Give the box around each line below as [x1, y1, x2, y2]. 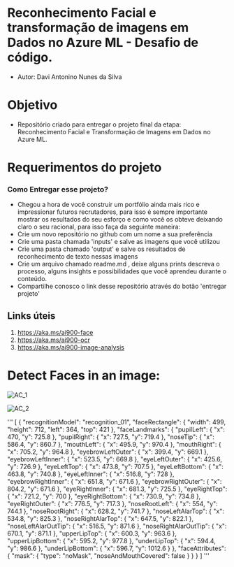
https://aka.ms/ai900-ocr [17, 336, 91, 344]
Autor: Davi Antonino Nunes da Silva [17, 72, 122, 81]
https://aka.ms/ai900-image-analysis [17, 343, 124, 352]
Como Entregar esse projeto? [7, 184, 108, 194]
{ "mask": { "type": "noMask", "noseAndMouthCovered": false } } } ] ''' [7, 552, 210, 560]
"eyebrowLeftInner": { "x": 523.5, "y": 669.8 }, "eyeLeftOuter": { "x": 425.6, [7, 455, 222, 464]
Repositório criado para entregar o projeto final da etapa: [17, 120, 182, 129]
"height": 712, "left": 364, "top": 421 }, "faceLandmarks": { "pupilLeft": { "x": [7, 425, 225, 434]
